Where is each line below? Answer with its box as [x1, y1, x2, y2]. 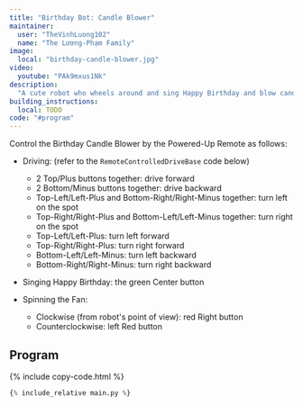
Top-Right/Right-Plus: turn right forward [35, 240, 185, 251]
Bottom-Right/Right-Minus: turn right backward [35, 259, 212, 270]
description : [9, 80, 59, 89]
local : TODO [17, 105, 63, 114]
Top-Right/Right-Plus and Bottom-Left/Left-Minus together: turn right [35, 212, 293, 222]
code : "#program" [9, 113, 75, 122]
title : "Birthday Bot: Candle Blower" [9, 13, 155, 23]
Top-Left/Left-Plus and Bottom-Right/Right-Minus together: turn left [35, 193, 289, 203]
